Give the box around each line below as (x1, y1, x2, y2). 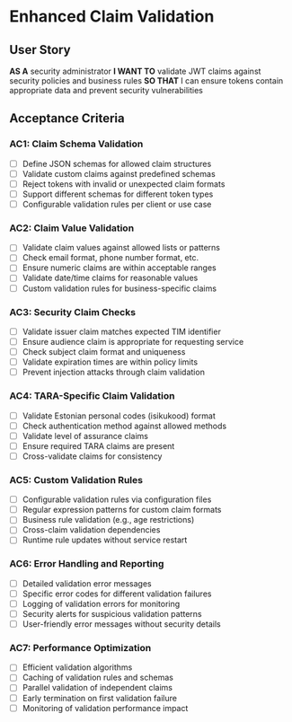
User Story (9, 42, 71, 57)
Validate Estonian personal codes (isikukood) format (22, 410, 216, 421)
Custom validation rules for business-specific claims (22, 283, 217, 294)
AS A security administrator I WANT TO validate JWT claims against (9, 66, 261, 76)
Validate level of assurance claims (22, 430, 148, 441)
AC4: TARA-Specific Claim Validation (9, 390, 175, 402)
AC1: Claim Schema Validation (9, 137, 144, 150)
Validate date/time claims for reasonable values (22, 272, 199, 284)
